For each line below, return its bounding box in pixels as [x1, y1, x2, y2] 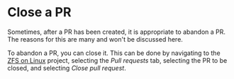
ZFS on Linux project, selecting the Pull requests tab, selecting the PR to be [7, 56, 228, 64]
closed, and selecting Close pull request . [7, 63, 126, 72]
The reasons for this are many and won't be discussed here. [7, 35, 183, 43]
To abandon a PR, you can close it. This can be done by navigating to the [7, 49, 221, 57]
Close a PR [7, 4, 72, 20]
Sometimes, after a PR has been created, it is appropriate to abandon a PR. [7, 28, 225, 36]
